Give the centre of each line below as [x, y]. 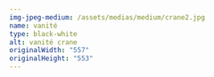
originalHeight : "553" [51, 58]
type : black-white [43, 34]
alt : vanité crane [43, 42]
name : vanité [33, 26]
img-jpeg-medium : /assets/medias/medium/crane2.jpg [107, 17]
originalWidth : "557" [49, 50]
